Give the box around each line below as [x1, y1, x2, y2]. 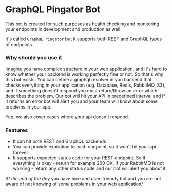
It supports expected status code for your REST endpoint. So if [12, 155, 146, 161]
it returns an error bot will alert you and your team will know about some [5, 98, 158, 104]
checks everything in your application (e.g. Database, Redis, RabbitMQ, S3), [5, 82, 166, 88]
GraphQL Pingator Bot [5, 4, 101, 15]
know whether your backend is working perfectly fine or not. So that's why [5, 71, 163, 77]
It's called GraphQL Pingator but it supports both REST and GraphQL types [5, 36, 162, 42]
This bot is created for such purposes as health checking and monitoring [5, 20, 159, 27]
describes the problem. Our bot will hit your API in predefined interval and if [5, 93, 165, 99]
